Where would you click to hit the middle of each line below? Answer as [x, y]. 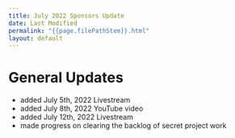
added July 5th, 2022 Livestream [75, 100]
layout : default [36, 38]
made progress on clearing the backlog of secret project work [123, 126]
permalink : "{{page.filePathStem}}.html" [79, 30]
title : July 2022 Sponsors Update [67, 16]
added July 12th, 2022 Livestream [76, 117]
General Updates [66, 78]
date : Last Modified [43, 23]
